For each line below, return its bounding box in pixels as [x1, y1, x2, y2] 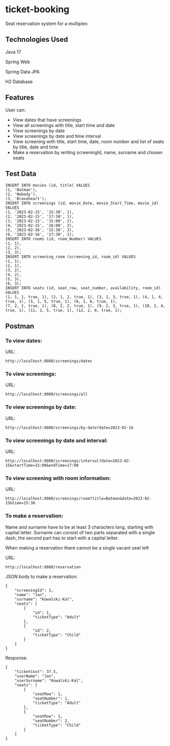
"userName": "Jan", [14, 674, 56, 679]
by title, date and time [12, 144, 59, 150]
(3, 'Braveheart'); [5, 196, 47, 202]
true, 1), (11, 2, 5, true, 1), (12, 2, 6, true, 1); [5, 308, 123, 313]
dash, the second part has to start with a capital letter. [5, 535, 119, 541]
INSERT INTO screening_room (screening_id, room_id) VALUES [5, 254, 136, 260]
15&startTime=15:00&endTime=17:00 [5, 463, 79, 468]
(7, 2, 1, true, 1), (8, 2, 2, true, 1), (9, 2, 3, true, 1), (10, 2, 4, [5, 304, 166, 309]
